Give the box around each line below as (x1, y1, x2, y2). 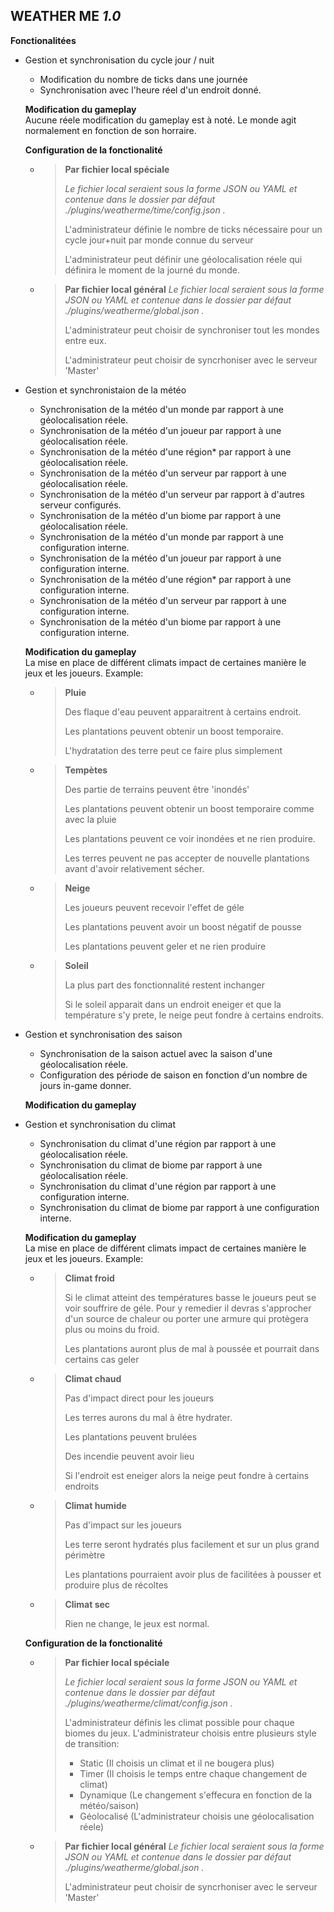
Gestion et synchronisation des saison (24, 1028, 183, 1040)
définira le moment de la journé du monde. (64, 264, 241, 276)
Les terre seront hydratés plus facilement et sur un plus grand (64, 1538, 320, 1550)
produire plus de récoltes (64, 1579, 169, 1591)
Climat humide (64, 1499, 127, 1511)
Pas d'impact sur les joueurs (64, 1519, 182, 1531)
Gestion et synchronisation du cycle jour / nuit (24, 54, 215, 66)
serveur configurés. (39, 499, 122, 511)
